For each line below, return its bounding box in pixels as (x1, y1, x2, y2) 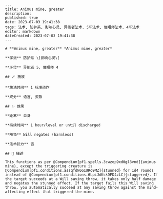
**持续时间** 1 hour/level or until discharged (5, 123, 101, 127)
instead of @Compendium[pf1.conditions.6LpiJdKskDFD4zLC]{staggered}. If (5, 172, 159, 177)
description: (5, 11, 32, 16)
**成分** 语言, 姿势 (5, 94, 42, 99)
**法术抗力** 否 (5, 142, 35, 146)
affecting (5, 189, 25, 194)
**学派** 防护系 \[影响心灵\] (5, 55, 60, 60)
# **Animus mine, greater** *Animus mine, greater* (5, 46, 112, 51)
